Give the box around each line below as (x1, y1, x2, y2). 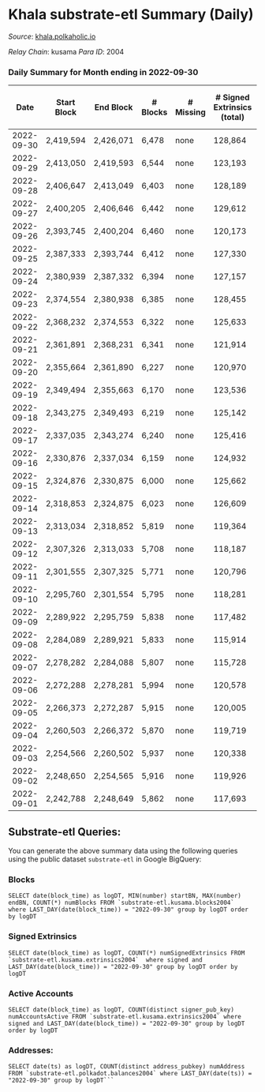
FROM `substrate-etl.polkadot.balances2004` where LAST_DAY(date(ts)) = (8, 1070, 252, 1078)
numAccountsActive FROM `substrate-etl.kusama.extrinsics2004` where (8, 1012, 242, 1020)
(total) (220, 112, 244, 123)
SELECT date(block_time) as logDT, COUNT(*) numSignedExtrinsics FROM (8, 949, 245, 957)
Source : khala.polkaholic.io (8, 32, 96, 41)
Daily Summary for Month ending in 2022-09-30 (8, 66, 199, 77)
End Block (94, 102, 133, 113)
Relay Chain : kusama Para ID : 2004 (8, 47, 125, 56)
